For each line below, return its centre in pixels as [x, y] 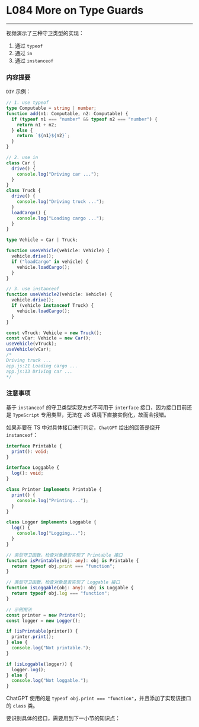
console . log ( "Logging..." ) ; [51, 534]
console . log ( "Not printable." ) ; [52, 648]
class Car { [21, 163]
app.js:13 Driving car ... [39, 372]
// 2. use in [22, 158]
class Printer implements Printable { [54, 490]
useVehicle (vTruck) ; [32, 344]
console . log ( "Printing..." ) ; [53, 500]
